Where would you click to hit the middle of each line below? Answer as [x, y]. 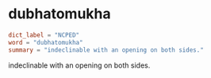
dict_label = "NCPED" [44, 35]
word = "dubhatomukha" [46, 42]
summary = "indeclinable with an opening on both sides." [106, 50]
